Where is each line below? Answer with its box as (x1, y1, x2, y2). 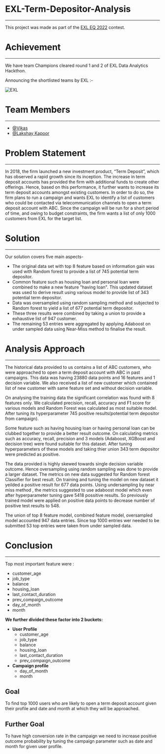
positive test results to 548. (5, 502, 60, 508)
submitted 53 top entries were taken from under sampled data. (5, 523, 132, 528)
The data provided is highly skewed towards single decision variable (5, 460, 143, 466)
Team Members (5, 104, 70, 115)
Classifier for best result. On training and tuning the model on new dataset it (5, 476, 159, 482)
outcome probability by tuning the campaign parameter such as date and (5, 738, 153, 744)
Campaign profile (12, 662, 49, 668)
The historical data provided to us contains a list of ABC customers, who (5, 364, 151, 370)
